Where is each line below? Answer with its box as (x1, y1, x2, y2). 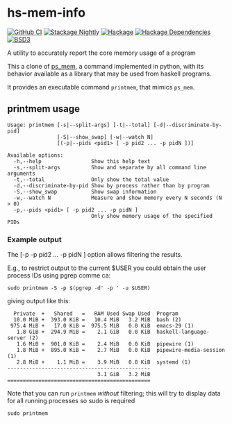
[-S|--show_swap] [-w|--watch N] (56, 133, 154, 140)
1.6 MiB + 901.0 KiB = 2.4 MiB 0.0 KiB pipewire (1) (16, 341, 194, 348)
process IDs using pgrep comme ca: (7, 271, 111, 280)
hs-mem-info (7, 5, 85, 21)
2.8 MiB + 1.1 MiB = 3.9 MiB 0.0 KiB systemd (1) (16, 359, 191, 366)
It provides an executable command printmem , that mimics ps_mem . (7, 83, 195, 91)
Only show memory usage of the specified (91, 212, 213, 219)
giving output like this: (7, 297, 71, 305)
